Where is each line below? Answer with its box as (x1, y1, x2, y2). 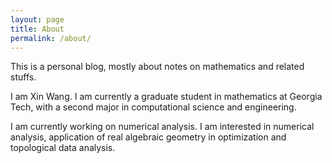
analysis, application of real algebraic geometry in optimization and (10, 131, 287, 143)
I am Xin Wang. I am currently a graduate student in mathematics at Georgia (10, 91, 323, 103)
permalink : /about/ (10, 33, 92, 43)
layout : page (10, 14, 65, 25)
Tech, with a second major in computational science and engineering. (10, 101, 297, 113)
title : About (10, 24, 65, 34)
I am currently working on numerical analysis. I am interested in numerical (10, 121, 315, 133)
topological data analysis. (10, 142, 116, 154)
